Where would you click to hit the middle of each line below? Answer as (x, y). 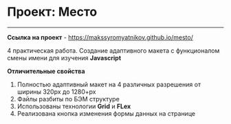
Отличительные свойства (46, 71)
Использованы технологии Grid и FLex (74, 106)
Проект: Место (52, 12)
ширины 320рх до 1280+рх (56, 91)
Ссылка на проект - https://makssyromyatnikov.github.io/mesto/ (100, 37)
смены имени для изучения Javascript (64, 58)
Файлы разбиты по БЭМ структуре (68, 99)
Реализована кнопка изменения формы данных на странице (106, 113)
